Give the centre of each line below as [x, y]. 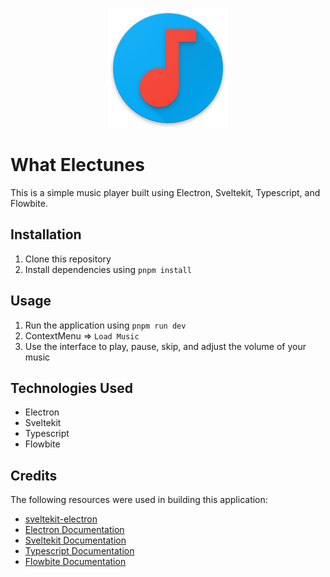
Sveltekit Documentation [75, 540]
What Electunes [77, 165]
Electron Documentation [74, 530]
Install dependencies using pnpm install [108, 269]
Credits [34, 475]
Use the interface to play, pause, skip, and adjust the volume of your [165, 346]
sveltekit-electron [61, 519]
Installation [46, 234]
